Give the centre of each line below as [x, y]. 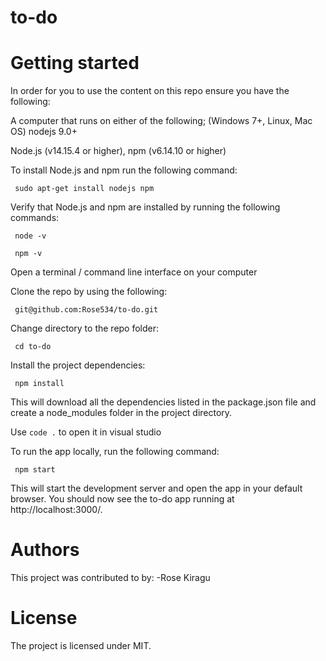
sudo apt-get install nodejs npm [84, 189]
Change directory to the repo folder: [85, 328]
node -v [30, 236]
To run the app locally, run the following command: [115, 452]
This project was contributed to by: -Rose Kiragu [110, 578]
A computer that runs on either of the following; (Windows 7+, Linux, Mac [161, 121]
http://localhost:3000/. [56, 510]
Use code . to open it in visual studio [86, 432]
